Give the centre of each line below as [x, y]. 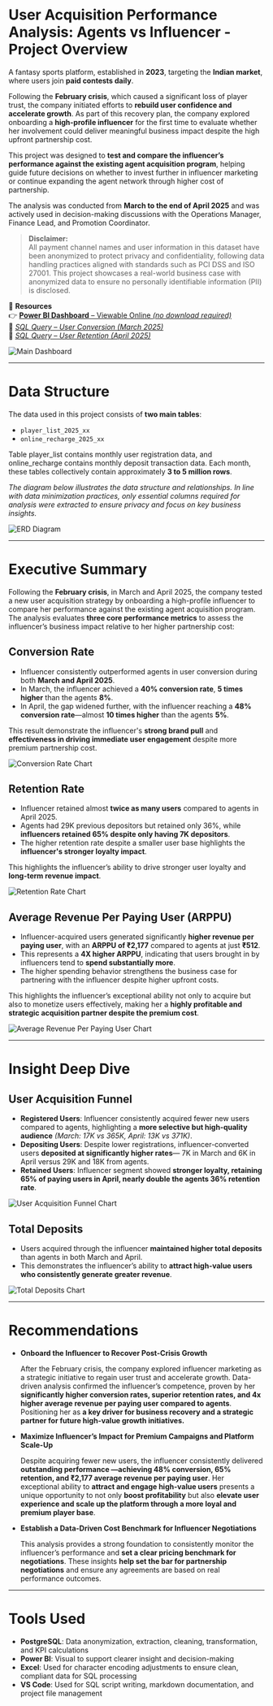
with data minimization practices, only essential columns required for [124, 496]
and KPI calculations [54, 1650]
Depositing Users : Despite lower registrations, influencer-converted [134, 1145]
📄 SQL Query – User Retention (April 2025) [80, 336]
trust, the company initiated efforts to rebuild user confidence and [120, 105]
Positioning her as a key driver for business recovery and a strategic [137, 1412]
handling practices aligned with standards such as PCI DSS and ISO [141, 264]
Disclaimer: [48, 238]
